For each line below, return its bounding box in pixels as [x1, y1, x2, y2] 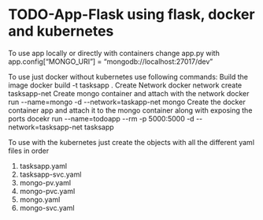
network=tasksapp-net [8, 122, 83, 132]
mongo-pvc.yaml [19, 186, 76, 196]
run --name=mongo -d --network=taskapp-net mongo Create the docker [8, 97, 246, 106]
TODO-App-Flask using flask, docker [8, 6, 255, 24]
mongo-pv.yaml [19, 177, 72, 187]
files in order [8, 146, 50, 155]
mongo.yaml [19, 195, 61, 204]
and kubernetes [8, 22, 114, 40]
